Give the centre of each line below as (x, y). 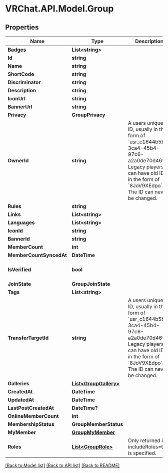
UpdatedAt (21, 400)
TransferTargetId (28, 338)
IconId (15, 231)
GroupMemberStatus (97, 424)
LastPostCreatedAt (31, 408)
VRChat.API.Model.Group (59, 9)
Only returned (144, 440)
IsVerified (19, 270)
